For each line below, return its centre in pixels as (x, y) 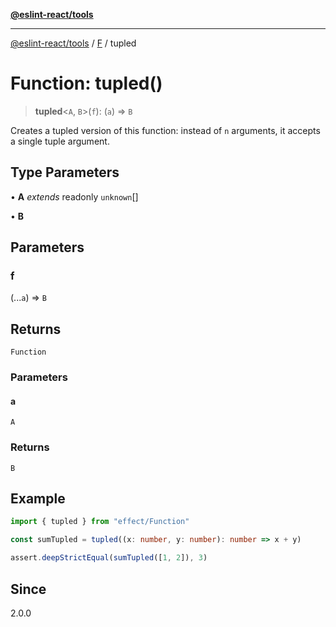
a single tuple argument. (60, 141)
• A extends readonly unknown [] (74, 196)
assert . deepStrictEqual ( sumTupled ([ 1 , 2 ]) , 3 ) (109, 558)
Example (38, 499)
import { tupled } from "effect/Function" (100, 522)
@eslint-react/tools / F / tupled (73, 43)
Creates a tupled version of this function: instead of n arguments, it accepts (165, 130)
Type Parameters (65, 172)
